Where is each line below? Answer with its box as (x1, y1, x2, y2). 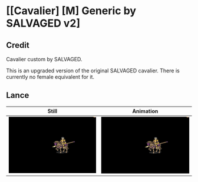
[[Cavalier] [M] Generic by (6, 4, 137, 18)
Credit (6, 40, 29, 50)
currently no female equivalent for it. (6, 74, 95, 80)
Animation (132, 108, 159, 115)
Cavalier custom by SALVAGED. (6, 56, 82, 62)
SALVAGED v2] (6, 16, 81, 30)
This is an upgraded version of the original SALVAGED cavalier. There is (6, 67, 180, 74)
